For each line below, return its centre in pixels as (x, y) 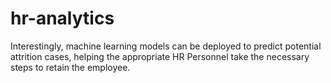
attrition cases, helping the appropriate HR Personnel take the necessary (160, 56)
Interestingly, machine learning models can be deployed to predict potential (166, 46)
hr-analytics (62, 18)
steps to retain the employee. (70, 67)
